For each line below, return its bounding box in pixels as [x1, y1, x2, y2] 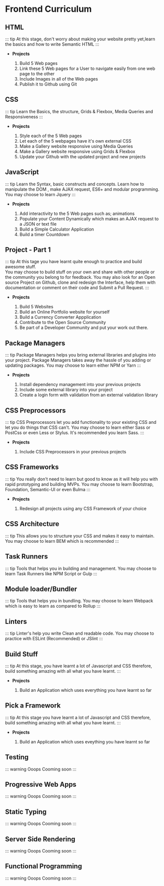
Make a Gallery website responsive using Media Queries [19, 143, 133, 149]
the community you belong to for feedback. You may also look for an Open [5, 274, 156, 280]
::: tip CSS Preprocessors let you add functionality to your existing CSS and [5, 419, 157, 425]
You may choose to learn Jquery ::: [5, 191, 76, 197]
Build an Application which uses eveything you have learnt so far [19, 738, 150, 744]
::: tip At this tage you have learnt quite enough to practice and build [5, 259, 142, 265]
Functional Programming [5, 862, 82, 871]
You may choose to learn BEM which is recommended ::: [5, 538, 119, 544]
